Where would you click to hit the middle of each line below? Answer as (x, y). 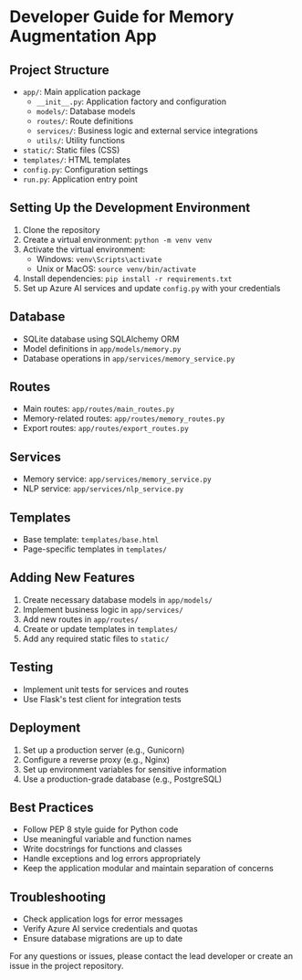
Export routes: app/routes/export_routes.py (105, 428)
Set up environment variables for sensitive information (125, 769)
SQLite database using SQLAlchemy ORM (101, 339)
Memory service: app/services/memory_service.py (117, 479)
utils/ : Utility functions (81, 140)
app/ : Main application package (82, 92)
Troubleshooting (58, 897)
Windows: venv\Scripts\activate (99, 258)
